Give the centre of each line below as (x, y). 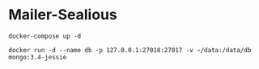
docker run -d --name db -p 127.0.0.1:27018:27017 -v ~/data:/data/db (130, 50)
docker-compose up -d (45, 36)
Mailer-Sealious (63, 15)
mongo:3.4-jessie (38, 57)
